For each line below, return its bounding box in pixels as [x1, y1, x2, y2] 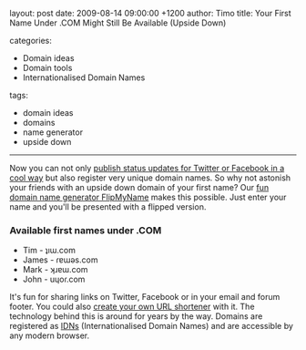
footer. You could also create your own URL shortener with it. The [9, 301, 255, 313]
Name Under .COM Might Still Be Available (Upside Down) [9, 17, 227, 28]
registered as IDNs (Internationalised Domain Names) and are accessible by [9, 321, 294, 332]
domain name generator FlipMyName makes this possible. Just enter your [9, 191, 287, 202]
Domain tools [22, 63, 73, 73]
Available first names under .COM [9, 223, 162, 236]
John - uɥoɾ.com [22, 273, 86, 285]
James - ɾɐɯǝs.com [22, 254, 98, 265]
